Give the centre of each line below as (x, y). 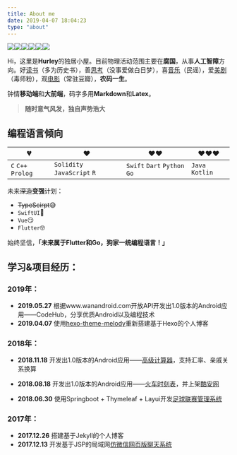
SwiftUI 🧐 (31, 213)
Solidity (68, 165)
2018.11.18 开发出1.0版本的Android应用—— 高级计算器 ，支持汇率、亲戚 (120, 360)
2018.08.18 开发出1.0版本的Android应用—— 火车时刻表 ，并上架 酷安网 (119, 384)
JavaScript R (75, 173)
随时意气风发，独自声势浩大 (65, 109)
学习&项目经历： (43, 267)
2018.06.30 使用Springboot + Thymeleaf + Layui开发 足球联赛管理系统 (120, 399)
